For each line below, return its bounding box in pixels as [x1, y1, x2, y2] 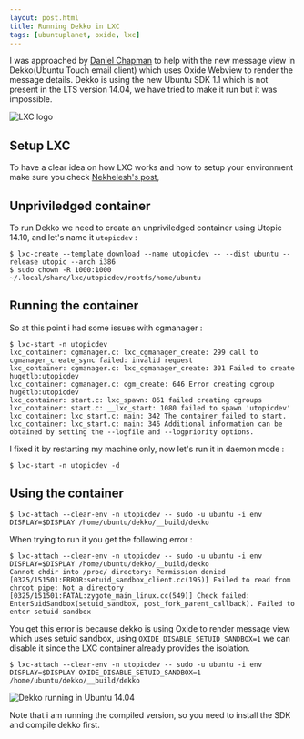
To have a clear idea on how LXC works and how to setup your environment [9, 162, 294, 173]
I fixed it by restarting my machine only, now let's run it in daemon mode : [9, 443, 285, 454]
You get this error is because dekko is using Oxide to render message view [9, 623, 291, 633]
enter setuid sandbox [9, 607, 92, 616]
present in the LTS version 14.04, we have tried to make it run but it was [9, 84, 278, 96]
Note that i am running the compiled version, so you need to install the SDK [9, 709, 291, 720]
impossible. [9, 94, 53, 105]
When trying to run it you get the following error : [9, 533, 193, 544]
